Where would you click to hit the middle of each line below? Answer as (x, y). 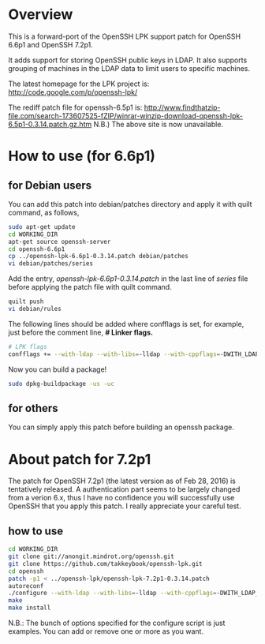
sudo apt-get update (42, 227)
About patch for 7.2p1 (80, 459)
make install (30, 608)
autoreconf (26, 586)
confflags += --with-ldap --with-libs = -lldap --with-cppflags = (114, 354)
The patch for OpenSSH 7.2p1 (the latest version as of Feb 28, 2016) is (122, 481)
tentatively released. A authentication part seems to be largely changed (124, 489)
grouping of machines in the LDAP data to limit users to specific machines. (129, 68)
